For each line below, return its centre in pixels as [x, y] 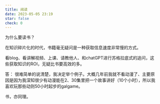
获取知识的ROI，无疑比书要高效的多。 [47, 64]
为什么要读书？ [20, 37]
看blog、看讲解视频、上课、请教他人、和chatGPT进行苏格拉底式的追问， [78, 58]
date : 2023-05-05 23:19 [29, 14]
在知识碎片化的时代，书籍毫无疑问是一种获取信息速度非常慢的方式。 [73, 48]
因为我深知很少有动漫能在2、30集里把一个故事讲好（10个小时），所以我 [84, 80]
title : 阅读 [16, 9]
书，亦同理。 [18, 97]
